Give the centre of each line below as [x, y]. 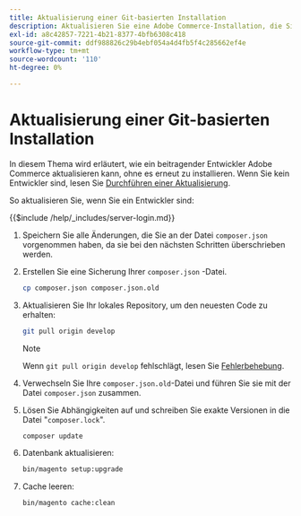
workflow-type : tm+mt [50, 51]
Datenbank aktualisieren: [68, 453]
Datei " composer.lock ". [64, 419]
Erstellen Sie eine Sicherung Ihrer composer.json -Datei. [125, 271]
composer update [52, 436]
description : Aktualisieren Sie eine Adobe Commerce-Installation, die [146, 26]
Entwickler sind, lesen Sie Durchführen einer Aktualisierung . [120, 183]
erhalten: [39, 314]
